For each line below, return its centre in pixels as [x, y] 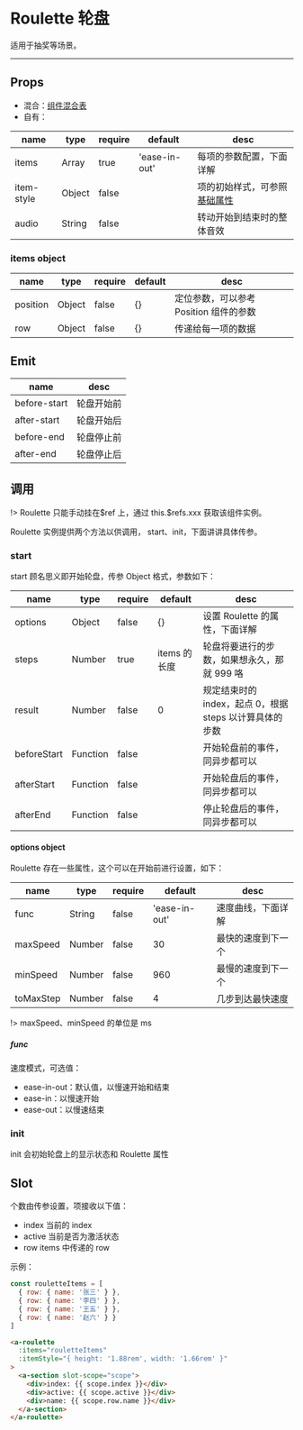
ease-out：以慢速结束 [64, 1110]
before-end [40, 436]
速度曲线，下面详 [252, 908]
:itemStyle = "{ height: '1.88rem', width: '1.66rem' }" [123, 1359]
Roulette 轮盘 [60, 18]
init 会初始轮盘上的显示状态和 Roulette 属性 [89, 1154]
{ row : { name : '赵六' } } [67, 1317]
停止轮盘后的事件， [243, 808]
